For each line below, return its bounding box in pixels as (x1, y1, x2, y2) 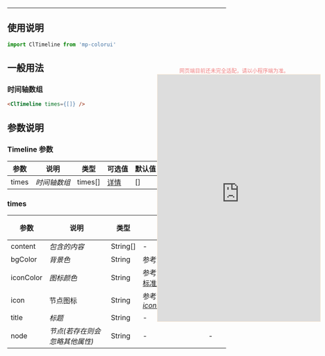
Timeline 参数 (7, 144, 53, 154)
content (10, 241, 36, 251)
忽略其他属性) (49, 337, 94, 346)
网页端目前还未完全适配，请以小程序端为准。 (179, 67, 290, 74)
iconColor (10, 273, 43, 282)
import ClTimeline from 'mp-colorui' (7, 41, 117, 48)
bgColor (10, 254, 37, 264)
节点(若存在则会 (49, 326, 101, 336)
